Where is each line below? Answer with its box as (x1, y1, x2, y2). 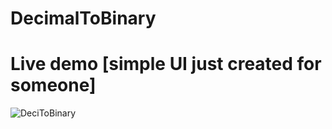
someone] (10, 74, 97, 97)
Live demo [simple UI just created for (10, 53, 322, 76)
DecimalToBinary (10, 7, 157, 30)
